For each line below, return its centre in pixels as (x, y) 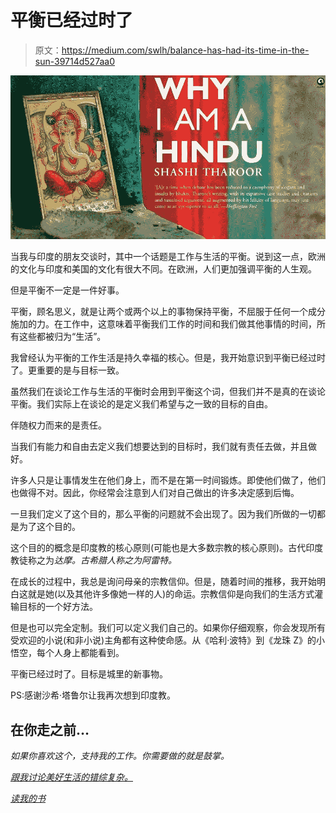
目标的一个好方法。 (58, 607)
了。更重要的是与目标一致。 (67, 370)
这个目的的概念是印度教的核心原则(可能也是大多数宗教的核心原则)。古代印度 (167, 548)
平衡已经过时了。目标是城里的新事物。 (89, 674)
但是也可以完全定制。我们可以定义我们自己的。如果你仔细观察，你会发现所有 (168, 628)
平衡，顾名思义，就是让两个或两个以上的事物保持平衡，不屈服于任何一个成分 (168, 312)
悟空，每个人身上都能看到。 (67, 653)
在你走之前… (50, 729)
